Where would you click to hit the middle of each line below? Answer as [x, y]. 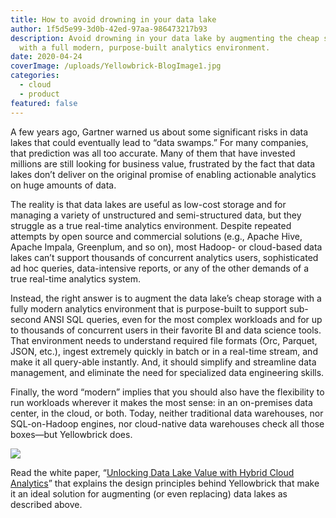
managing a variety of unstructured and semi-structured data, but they [156, 215]
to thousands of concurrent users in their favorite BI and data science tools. [166, 330]
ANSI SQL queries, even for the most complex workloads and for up [183, 319]
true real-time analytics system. [75, 278]
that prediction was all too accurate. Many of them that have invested [153, 153]
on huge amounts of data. [63, 185]
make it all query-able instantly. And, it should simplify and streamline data [163, 362]
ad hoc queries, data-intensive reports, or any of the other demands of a [160, 268]
